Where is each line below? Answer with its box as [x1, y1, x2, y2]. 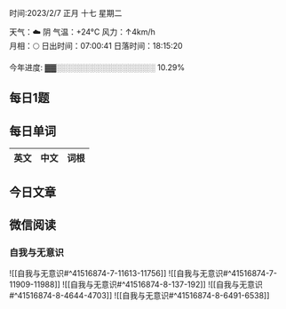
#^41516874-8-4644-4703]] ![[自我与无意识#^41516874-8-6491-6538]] [9, 290, 270, 301]
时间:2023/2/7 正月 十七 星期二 [9, 8, 123, 18]
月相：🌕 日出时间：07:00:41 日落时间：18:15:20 [9, 41, 184, 51]
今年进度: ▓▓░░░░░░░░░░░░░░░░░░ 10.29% [9, 62, 186, 73]
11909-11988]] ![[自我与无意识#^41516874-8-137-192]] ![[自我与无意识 [9, 279, 264, 290]
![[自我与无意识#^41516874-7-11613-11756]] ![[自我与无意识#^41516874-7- [9, 268, 278, 279]
